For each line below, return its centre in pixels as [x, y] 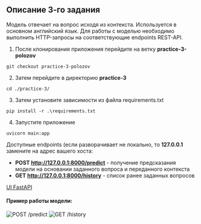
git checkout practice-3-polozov [48, 66]
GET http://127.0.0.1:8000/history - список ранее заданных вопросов [105, 175]
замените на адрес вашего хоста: [50, 151]
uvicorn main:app [28, 133]
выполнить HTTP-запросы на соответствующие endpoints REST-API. [94, 37]
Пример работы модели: [39, 201]
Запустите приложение [45, 122]
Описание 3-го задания [53, 10]
